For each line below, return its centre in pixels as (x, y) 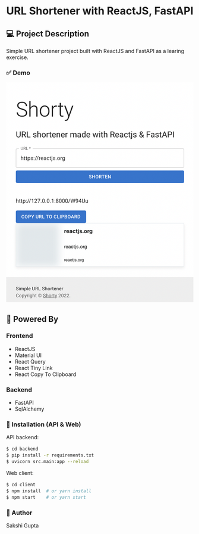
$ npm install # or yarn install (49, 491)
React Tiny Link (34, 368)
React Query (30, 361)
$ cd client (21, 485)
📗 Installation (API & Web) (44, 424)
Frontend (20, 336)
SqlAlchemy (29, 409)
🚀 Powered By (32, 319)
